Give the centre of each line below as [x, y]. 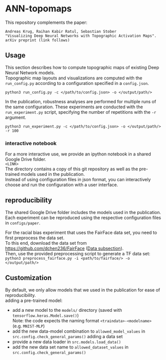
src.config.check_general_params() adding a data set [67, 336]
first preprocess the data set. [35, 238]
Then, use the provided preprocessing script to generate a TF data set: [78, 253]
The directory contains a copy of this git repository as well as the [72, 169]
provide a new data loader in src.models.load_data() [67, 342]
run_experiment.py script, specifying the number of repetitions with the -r [81, 112]
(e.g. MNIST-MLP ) [29, 326]
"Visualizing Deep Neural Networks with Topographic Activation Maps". [81, 36]
